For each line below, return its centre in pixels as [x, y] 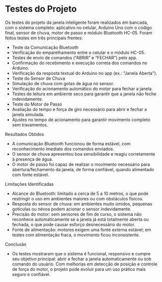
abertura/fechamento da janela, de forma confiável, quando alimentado [83, 169]
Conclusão [16, 244]
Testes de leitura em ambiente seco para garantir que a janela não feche [84, 94]
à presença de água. [32, 159]
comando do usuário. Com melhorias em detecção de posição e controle [85, 264]
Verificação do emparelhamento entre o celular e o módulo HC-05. [79, 53]
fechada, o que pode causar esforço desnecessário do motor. [74, 224]
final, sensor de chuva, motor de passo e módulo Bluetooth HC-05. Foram [79, 33]
